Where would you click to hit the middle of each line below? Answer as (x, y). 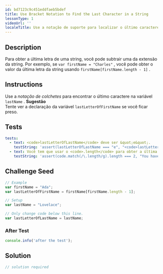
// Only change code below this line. (44, 214)
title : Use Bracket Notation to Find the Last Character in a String (77, 14)
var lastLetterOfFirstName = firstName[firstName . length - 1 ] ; (70, 192)
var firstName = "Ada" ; (29, 187)
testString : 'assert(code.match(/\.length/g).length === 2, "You (81, 156)
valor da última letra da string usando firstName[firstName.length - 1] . (78, 69)
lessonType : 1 (19, 18)
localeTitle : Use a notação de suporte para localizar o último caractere (82, 28)
